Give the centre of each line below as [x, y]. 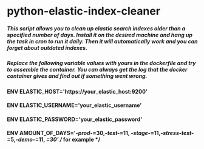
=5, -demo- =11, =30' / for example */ [54, 140]
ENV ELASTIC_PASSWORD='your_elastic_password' [75, 119]
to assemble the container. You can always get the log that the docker [97, 70]
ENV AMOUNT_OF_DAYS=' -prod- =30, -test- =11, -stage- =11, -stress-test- [100, 133]
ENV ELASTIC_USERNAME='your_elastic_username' [74, 105]
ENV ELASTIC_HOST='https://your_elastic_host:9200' [77, 91]
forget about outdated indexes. [47, 47]
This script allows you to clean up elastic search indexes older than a [96, 28]
